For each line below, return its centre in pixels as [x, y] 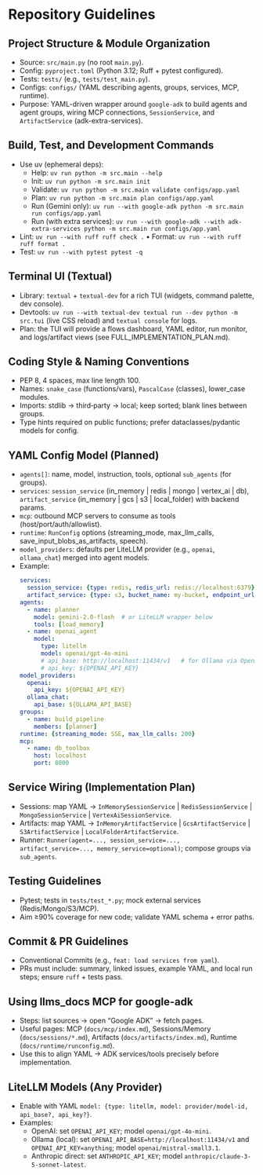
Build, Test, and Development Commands [111, 146]
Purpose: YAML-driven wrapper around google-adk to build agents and [133, 104]
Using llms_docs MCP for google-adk [101, 1002]
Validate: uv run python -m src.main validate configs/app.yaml [135, 189]
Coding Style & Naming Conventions [99, 362]
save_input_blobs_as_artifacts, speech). [84, 541]
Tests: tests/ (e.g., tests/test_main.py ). [85, 79]
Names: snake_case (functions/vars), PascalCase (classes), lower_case [132, 389]
